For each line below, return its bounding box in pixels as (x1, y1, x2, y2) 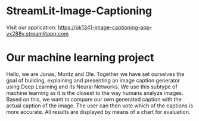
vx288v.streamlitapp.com (6, 30, 69, 37)
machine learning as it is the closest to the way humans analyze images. (6, 89, 184, 96)
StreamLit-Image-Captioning (6, 4, 153, 18)
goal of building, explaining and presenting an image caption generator (6, 77, 181, 84)
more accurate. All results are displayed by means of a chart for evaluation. (6, 108, 191, 115)
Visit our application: (6, 24, 57, 31)
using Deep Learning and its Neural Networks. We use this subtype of (6, 83, 178, 90)
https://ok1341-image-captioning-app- (57, 24, 153, 31)
